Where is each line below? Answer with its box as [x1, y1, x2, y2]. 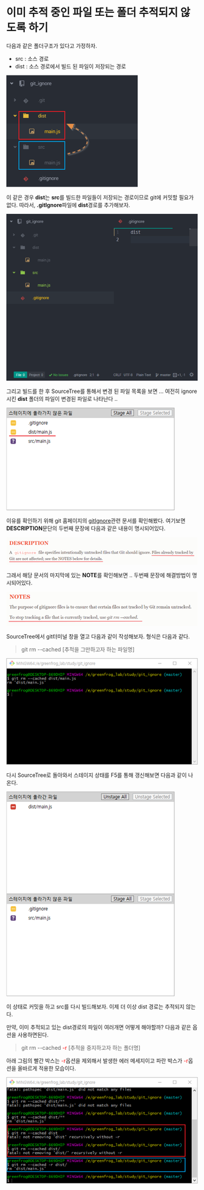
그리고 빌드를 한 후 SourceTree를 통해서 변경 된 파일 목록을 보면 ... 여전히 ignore [6, 388, 197, 395]
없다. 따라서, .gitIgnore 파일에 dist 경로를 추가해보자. [6, 201, 131, 208]
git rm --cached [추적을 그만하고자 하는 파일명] [21, 645, 135, 653]
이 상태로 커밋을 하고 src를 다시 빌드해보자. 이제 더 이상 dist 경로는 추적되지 [6, 1003, 185, 1010]
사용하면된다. [17, 1031, 49, 1039]
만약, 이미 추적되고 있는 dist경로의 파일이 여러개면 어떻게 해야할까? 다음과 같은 [6, 1024, 191, 1031]
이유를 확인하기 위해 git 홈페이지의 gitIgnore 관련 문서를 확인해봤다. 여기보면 [6, 517, 186, 524]
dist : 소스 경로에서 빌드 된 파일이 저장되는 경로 [15, 62, 126, 70]
